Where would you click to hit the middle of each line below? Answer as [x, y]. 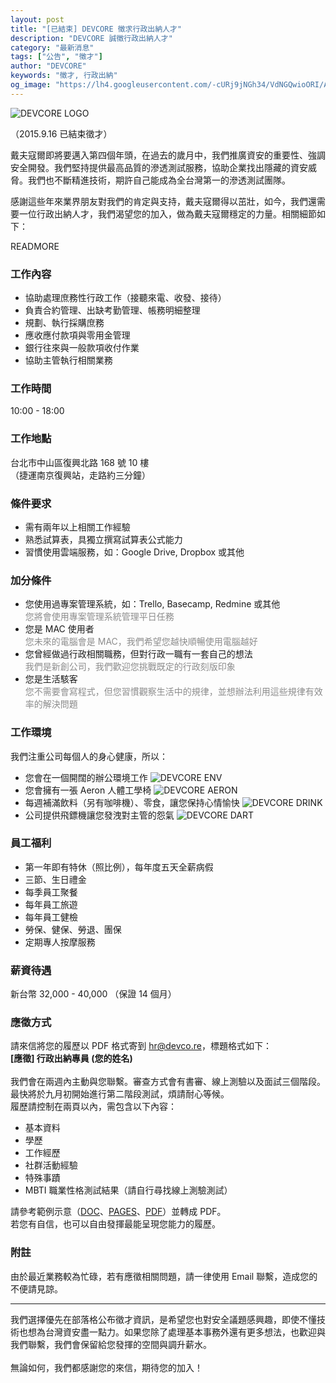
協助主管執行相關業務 [68, 360]
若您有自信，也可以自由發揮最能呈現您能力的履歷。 [115, 1224]
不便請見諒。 [36, 1288]
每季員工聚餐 [51, 892]
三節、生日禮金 [55, 879]
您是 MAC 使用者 [59, 629]
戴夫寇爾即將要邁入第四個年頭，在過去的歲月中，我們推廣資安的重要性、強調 [168, 155]
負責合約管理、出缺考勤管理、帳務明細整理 [112, 310]
